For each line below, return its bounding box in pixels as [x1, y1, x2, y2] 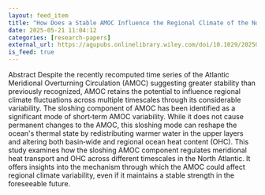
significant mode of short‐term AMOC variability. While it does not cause [8, 112, 244, 121]
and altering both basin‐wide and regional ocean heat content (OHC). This [8, 137, 249, 146]
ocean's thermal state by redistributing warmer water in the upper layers [8, 129, 244, 138]
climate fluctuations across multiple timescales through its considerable [8, 96, 241, 104]
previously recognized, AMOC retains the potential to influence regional [8, 87, 241, 96]
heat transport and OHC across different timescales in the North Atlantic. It [8, 154, 251, 163]
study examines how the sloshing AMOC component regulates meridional [8, 145, 247, 155]
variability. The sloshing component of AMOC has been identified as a [8, 103, 236, 113]
